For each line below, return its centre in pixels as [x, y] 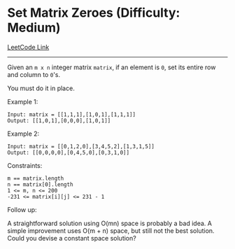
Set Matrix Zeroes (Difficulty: [94, 13]
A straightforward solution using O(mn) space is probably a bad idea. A [109, 223]
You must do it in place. [41, 88]
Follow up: [22, 209]
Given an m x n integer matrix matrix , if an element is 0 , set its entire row [112, 67]
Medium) [34, 28]
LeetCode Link [28, 47]
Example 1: [23, 101]
